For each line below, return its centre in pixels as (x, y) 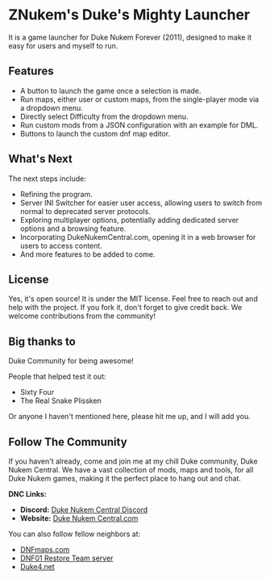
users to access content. (61, 245)
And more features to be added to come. (87, 254)
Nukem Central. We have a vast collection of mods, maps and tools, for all (131, 470)
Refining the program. (56, 194)
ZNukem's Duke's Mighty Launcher (129, 15)
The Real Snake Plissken (61, 401)
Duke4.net (37, 566)
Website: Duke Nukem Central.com (79, 518)
